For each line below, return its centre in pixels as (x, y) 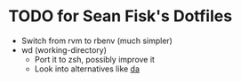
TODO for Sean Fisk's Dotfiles (120, 16)
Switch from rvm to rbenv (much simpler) (96, 41)
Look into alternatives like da (87, 69)
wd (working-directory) (64, 49)
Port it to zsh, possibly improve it (94, 59)
